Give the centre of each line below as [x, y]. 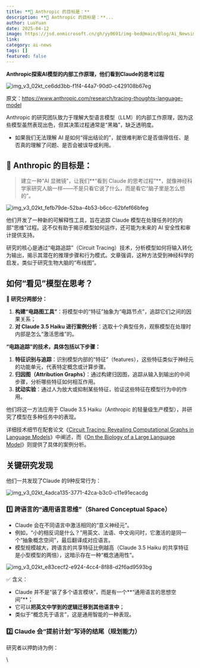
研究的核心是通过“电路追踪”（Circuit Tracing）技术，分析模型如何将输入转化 [99, 248]
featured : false [26, 56]
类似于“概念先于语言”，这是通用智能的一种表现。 [75, 615]
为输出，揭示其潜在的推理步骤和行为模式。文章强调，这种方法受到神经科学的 [100, 255]
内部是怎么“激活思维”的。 [46, 334]
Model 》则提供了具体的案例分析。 [48, 445]
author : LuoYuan [26, 23]
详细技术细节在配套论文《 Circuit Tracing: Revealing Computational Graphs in [100, 430]
